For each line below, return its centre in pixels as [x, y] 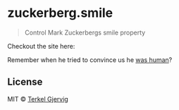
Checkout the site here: [41, 46]
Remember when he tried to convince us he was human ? [90, 60]
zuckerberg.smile [60, 13]
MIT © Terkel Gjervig [38, 99]
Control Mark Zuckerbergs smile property [85, 32]
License [25, 82]
